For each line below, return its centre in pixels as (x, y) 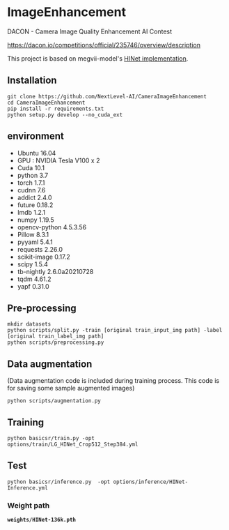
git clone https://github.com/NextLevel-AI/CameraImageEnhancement (107, 96)
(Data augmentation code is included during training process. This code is (113, 381)
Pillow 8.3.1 (33, 234)
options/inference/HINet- (151, 482)
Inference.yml (28, 488)
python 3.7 (33, 175)
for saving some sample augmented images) (71, 388)
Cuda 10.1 (31, 167)
